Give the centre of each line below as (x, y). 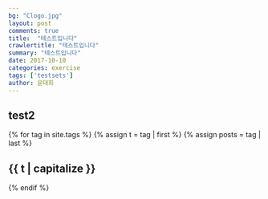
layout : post (30, 23)
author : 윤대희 (31, 83)
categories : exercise (45, 68)
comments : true (34, 30)
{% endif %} (29, 188)
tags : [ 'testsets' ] (41, 75)
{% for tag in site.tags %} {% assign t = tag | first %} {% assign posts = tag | (134, 135)
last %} (20, 143)
